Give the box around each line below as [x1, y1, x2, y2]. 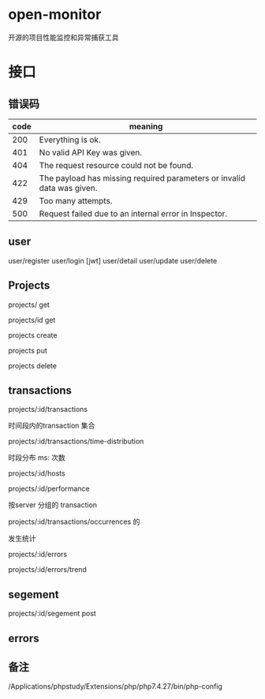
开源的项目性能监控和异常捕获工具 [8, 32, 119, 42]
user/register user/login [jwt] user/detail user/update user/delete [8, 256, 218, 265]
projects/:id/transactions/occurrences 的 [8, 517, 140, 526]
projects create [8, 330, 58, 340]
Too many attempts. [39, 195, 113, 206]
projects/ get [8, 300, 50, 309]
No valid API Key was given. [39, 147, 143, 158]
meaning [129, 121, 163, 132]
